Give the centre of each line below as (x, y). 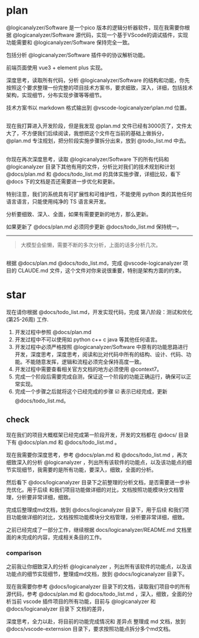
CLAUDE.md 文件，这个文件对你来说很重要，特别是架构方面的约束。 (101, 271)
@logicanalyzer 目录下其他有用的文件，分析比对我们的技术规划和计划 (91, 166)
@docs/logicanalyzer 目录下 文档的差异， (57, 609)
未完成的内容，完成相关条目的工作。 (60, 537)
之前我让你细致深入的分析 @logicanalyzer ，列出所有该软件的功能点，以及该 (99, 567)
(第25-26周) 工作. (28, 320)
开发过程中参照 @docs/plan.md (53, 332)
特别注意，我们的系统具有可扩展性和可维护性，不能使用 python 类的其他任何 (99, 194)
